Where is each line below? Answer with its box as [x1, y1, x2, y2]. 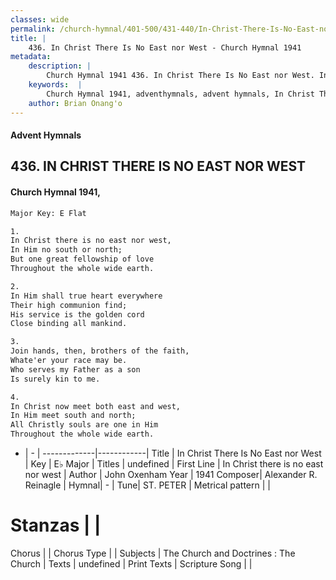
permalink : [10, 24, 56, 34]
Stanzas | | [10, 514, 102, 537]
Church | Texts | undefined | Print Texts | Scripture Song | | [10, 558, 253, 570]
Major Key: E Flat [10, 208, 87, 218]
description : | [28, 61, 92, 71]
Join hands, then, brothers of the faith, [10, 346, 190, 356]
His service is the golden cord [10, 309, 145, 320]
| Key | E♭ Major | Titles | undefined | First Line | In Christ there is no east [24, 458, 324, 470]
